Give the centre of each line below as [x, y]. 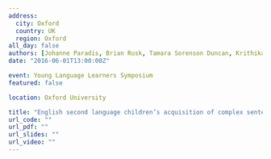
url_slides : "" [34, 135]
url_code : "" [30, 119]
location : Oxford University [57, 98]
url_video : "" [32, 142]
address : [23, 16]
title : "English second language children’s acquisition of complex [126, 112]
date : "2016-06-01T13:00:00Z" [59, 61]
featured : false [35, 83]
